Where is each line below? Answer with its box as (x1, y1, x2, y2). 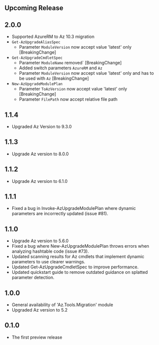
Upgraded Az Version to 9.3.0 (11, 124, 72, 130)
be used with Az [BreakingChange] (19, 76, 89, 82)
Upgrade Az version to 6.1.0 (11, 178, 68, 184)
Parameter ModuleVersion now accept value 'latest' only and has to (19, 70, 154, 76)
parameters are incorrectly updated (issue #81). (11, 211, 108, 217)
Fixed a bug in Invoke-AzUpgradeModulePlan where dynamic (11, 205, 136, 211)
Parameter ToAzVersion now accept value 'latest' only (19, 86, 127, 92)
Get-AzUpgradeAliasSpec (11, 40, 61, 45)
